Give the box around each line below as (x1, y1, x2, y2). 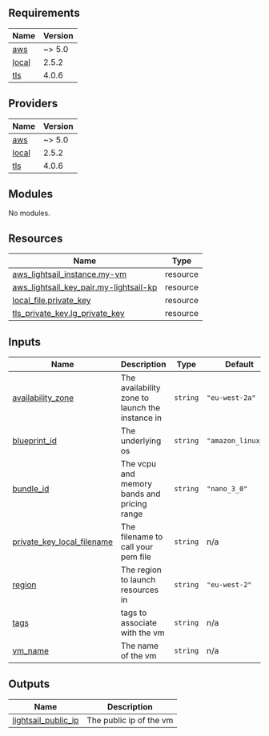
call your (120, 542, 154, 553)
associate (120, 618, 158, 629)
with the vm (120, 627, 165, 638)
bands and (120, 488, 161, 499)
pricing (120, 498, 147, 510)
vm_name (12, 646, 50, 657)
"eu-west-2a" (207, 394, 256, 402)
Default (225, 359, 255, 370)
